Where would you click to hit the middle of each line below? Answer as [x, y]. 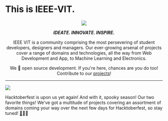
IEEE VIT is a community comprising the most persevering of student [84, 42]
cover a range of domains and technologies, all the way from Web [84, 53]
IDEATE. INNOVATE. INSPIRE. [84, 32]
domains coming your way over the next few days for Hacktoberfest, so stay [84, 108]
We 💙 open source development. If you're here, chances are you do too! [84, 68]
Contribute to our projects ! [84, 73]
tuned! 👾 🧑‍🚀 [17, 113]
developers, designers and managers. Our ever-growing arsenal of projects [84, 47]
